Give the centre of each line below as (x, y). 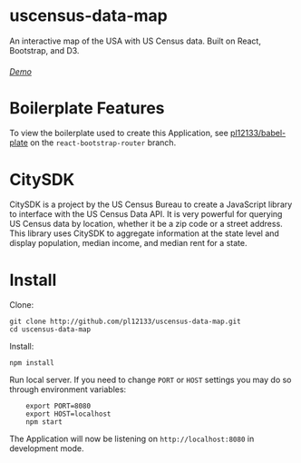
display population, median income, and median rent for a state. (128, 243)
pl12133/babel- (258, 133)
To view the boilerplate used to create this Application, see (119, 133)
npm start (44, 422)
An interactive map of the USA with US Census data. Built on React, (135, 41)
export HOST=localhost (68, 414)
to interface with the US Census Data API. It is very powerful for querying (146, 214)
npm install (32, 363)
